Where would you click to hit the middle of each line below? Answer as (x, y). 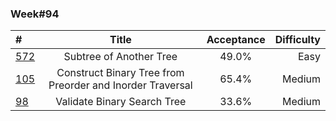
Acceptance (236, 40)
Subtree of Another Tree (120, 57)
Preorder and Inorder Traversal (120, 85)
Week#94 (35, 14)
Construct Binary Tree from (120, 73)
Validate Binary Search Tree (121, 102)
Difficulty (297, 40)
